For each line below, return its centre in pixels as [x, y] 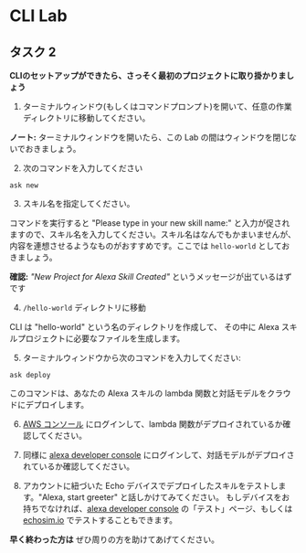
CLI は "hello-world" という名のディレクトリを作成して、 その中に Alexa [145, 327]
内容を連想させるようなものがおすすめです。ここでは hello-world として [146, 246]
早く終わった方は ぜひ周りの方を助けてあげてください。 [115, 539]
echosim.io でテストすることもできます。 [100, 520]
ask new [24, 186]
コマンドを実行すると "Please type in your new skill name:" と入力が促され [150, 223]
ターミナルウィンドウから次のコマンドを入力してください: [132, 358]
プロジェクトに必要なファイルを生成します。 [101, 338]
